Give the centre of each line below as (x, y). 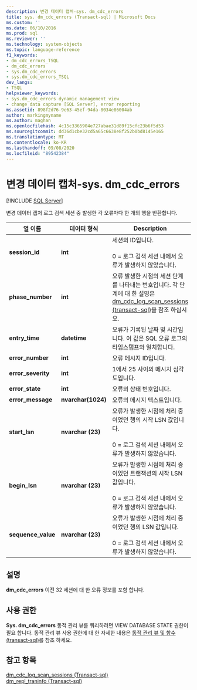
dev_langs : (19, 83)
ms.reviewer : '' (26, 39)
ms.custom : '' (23, 22)
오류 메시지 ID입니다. (139, 358)
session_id (24, 252)
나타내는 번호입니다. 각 (149, 285)
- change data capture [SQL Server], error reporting (73, 104)
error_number (29, 358)
